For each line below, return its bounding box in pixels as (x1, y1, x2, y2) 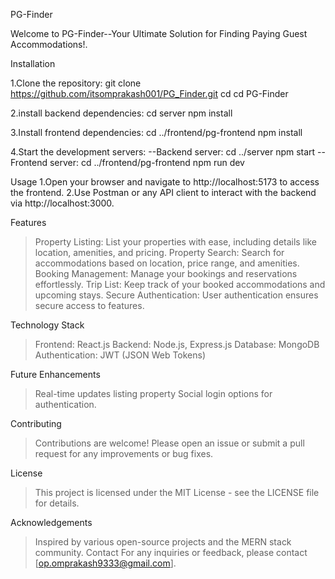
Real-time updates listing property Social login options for (34, 388, 273, 399)
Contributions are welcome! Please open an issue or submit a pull (34, 437, 305, 449)
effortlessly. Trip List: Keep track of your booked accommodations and (34, 279, 326, 290)
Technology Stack (10, 319, 85, 331)
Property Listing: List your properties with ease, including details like (34, 236, 318, 248)
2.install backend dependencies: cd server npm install (10, 107, 233, 119)
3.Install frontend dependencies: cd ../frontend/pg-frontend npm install (10, 127, 303, 138)
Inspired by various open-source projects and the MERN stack (34, 536, 292, 548)
